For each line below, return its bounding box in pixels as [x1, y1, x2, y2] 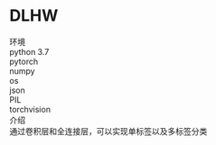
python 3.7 [9, 46, 50, 57]
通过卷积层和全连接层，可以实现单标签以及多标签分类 [9, 125, 208, 136]
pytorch [9, 56, 39, 67]
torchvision [9, 104, 52, 114]
